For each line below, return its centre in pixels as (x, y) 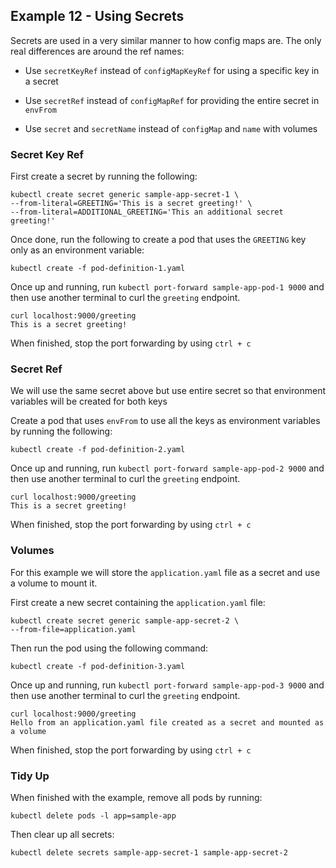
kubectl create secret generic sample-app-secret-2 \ (125, 620)
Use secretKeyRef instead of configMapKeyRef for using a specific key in (172, 70)
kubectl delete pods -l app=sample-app (93, 816)
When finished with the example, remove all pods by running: (136, 797)
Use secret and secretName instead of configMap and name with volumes (171, 128)
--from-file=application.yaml (73, 629)
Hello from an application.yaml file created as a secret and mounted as (167, 722)
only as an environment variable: (77, 250)
